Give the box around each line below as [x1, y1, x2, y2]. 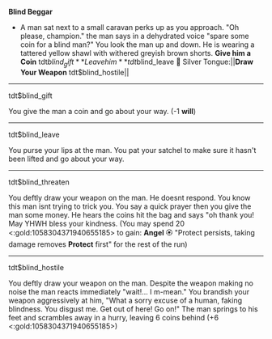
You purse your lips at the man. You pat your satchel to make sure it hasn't [8, 145, 257, 155]
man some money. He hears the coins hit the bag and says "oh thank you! [8, 210, 255, 219]
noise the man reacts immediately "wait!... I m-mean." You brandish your [8, 286, 250, 296]
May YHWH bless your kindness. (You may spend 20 [8, 218, 185, 228]
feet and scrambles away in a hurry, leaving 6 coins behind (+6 [8, 312, 219, 322]
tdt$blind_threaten [8, 177, 70, 187]
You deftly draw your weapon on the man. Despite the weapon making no [8, 278, 253, 288]
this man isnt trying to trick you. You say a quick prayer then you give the [8, 201, 252, 211]
